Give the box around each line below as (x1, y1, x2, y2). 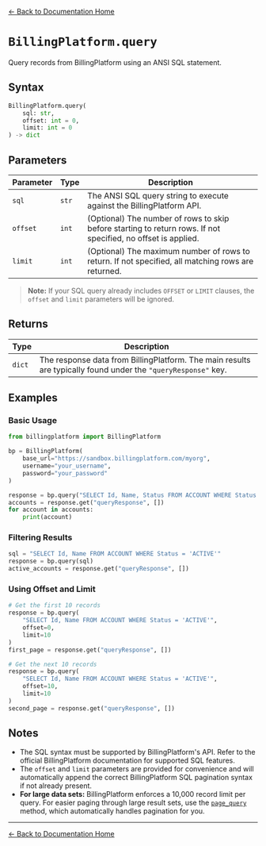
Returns (8, 317, 49, 331)
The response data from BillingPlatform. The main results (39, 354, 251, 365)
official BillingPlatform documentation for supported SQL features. (19, 756, 236, 765)
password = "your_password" (22, 469, 108, 477)
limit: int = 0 (22, 124, 73, 132)
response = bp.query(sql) (8, 557, 93, 566)
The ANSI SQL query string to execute (86, 190, 230, 201)
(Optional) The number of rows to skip (86, 213, 230, 224)
